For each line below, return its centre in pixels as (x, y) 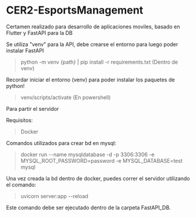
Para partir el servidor (33, 108)
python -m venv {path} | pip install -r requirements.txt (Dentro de (99, 62)
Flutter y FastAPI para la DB (39, 32)
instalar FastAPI (25, 50)
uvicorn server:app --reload (54, 196)
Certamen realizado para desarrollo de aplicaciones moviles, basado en (93, 27)
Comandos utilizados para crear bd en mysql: (61, 143)
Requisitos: (20, 120)
